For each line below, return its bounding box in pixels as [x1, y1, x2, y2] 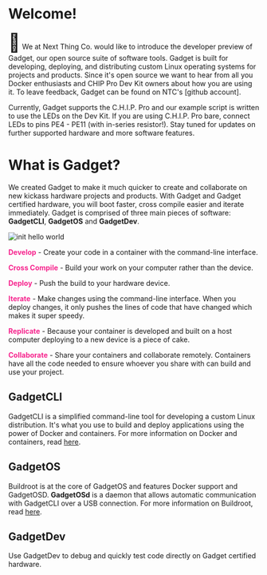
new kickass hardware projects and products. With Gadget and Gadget [8, 191, 241, 200]
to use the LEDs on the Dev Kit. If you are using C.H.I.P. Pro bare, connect [8, 111, 250, 121]
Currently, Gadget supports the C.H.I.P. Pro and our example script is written [8, 102, 260, 112]
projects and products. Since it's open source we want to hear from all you [8, 69, 253, 80]
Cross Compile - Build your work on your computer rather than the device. [8, 263, 253, 272]
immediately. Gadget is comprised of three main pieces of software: [8, 208, 231, 217]
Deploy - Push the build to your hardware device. [8, 278, 171, 287]
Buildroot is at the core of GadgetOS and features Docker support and [8, 481, 238, 491]
